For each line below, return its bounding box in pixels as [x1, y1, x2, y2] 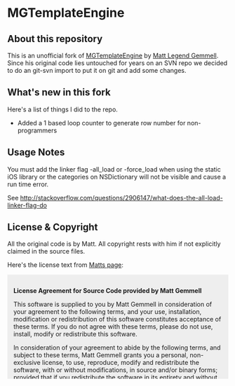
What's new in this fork [7, 86, 111, 99]
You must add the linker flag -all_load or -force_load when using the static [7, 165, 221, 173]
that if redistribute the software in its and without [41, 373, 217, 382]
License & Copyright [7, 221, 98, 233]
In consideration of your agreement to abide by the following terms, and [13, 343, 221, 352]
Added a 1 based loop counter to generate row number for [17, 118, 186, 127]
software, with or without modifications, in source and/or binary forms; [13, 366, 218, 374]
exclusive [13, 359, 41, 367]
